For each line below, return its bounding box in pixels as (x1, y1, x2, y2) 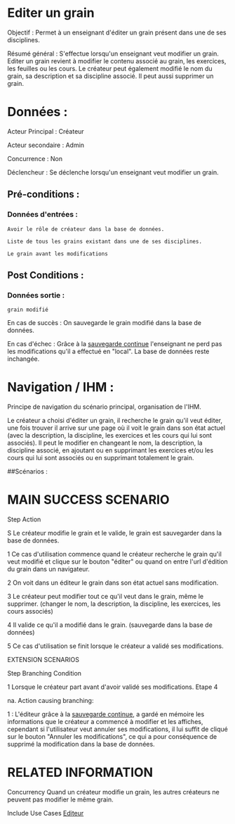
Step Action (7, 515, 41, 524)
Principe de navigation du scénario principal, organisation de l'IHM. (7, 403, 201, 411)
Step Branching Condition (7, 669, 82, 678)
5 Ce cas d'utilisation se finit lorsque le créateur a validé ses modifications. (7, 642, 224, 650)
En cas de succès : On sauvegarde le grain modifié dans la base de (7, 319, 202, 327)
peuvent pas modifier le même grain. (7, 795, 114, 804)
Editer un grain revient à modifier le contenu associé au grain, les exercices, (7, 56, 227, 65)
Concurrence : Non (7, 154, 63, 163)
